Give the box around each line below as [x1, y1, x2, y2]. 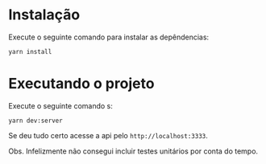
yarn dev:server [8, 117, 63, 125]
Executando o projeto [8, 75, 155, 93]
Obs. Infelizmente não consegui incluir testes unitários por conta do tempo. [8, 146, 259, 156]
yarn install [8, 47, 52, 55]
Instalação [8, 6, 81, 24]
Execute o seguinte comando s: [8, 100, 113, 110]
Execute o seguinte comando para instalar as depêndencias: [8, 32, 210, 42]
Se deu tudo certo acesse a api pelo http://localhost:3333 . [8, 130, 208, 140]
